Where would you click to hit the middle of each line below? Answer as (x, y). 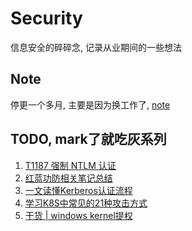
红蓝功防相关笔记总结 (68, 178)
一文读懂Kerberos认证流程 (78, 190)
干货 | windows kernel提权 (78, 215)
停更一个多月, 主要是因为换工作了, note (90, 104)
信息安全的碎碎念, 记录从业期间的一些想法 (96, 47)
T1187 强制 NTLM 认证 (70, 165)
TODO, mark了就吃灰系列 (88, 139)
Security (46, 18)
